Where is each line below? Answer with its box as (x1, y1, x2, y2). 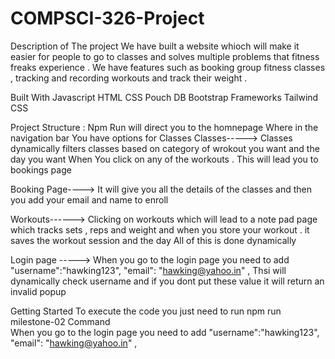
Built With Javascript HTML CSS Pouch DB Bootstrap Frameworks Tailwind (10, 91, 319, 103)
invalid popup (10, 285, 67, 297)
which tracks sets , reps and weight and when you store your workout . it (10, 223, 310, 236)
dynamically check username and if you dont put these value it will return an (10, 275, 325, 287)
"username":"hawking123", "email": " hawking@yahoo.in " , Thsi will (10, 264, 287, 276)
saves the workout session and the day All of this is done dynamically (10, 234, 297, 246)
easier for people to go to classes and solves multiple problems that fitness (10, 50, 320, 62)
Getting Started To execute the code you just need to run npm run (10, 305, 282, 317)
